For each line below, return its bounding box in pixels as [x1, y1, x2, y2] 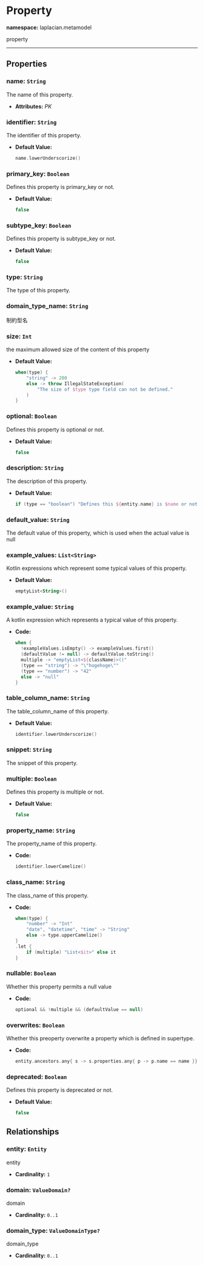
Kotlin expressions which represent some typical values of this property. [6, 564, 187, 572]
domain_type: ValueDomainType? [6, 1226, 100, 1235]
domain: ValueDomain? [6, 1185, 71, 1194]
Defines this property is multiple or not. [6, 788, 104, 796]
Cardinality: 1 [15, 1170, 50, 1178]
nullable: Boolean [6, 969, 56, 978]
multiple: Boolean [6, 774, 57, 783]
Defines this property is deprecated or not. [6, 1086, 114, 1094]
